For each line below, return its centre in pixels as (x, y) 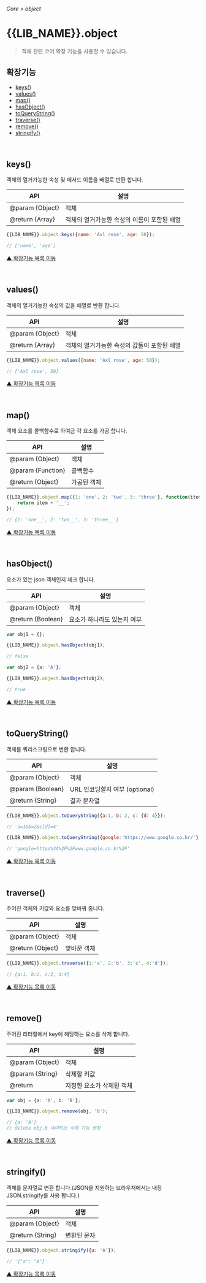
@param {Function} (37, 470)
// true (16, 689)
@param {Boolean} (37, 789)
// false (17, 656)
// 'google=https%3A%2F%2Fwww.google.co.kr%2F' (68, 849)
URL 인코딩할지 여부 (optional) (112, 789)
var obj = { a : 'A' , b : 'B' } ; (44, 1100)
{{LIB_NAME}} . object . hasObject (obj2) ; (56, 679)
